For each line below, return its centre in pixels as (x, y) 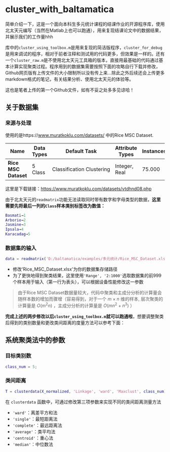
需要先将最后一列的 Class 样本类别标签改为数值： (55, 206)
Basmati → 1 (16, 215)
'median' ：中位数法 (33, 444)
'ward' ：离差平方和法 (35, 412)
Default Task (81, 151)
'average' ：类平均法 (34, 431)
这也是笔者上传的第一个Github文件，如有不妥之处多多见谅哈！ (70, 90)
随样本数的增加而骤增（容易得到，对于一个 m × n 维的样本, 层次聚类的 (90, 299)
